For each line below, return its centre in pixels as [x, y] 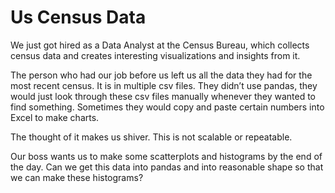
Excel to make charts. [55, 117]
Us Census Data [78, 17]
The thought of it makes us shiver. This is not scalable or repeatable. [151, 137]
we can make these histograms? [77, 177]
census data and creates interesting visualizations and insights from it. [155, 55]
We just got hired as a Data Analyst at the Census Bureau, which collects [160, 45]
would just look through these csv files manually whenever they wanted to [163, 96]
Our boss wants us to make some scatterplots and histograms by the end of [166, 156]
